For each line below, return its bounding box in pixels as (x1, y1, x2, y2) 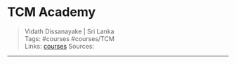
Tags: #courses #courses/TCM (24, 34, 114, 42)
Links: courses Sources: (24, 42, 95, 50)
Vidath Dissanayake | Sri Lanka (24, 27, 114, 35)
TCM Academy (7, 4, 96, 20)
